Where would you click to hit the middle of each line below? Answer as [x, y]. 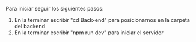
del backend [30, 26]
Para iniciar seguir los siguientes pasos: [55, 9]
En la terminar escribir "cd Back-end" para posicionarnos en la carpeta [102, 20]
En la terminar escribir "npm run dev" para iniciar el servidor [89, 33]
